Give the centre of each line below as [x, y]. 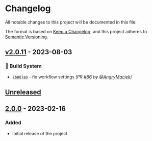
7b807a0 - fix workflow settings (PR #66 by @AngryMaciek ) [72, 77]
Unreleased [23, 92]
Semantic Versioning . [26, 37]
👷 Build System [23, 66]
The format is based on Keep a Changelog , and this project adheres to [76, 31]
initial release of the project [40, 133]
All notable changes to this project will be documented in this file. [71, 22]
